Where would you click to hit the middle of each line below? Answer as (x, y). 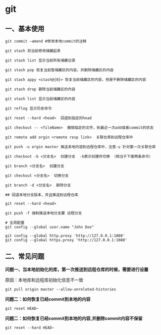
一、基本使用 (25, 28)
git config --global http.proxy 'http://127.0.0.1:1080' (65, 236)
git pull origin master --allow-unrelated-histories (61, 289)
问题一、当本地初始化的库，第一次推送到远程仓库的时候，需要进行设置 (77, 269)
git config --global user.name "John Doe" (50, 227)
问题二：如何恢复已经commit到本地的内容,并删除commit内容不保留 (74, 318)
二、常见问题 (25, 256)
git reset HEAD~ (22, 308)
